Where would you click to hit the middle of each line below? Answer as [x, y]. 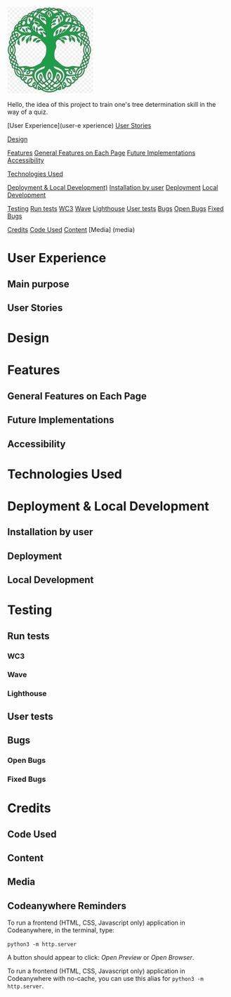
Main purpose [38, 284]
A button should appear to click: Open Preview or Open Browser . [101, 958]
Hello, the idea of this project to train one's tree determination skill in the [112, 104]
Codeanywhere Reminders [67, 906]
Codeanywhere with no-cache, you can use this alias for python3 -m [106, 979]
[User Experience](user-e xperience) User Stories [79, 126]
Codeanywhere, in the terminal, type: [61, 930]
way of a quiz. [28, 112]
